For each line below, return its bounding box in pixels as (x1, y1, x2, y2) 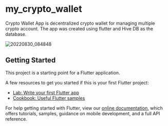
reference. (5, 116, 27, 122)
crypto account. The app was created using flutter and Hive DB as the (5, 25, 154, 31)
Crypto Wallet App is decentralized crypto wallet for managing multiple (5, 20, 155, 26)
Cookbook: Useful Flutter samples (12, 95, 85, 101)
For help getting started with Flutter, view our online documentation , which (5, 105, 163, 111)
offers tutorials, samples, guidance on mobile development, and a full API (5, 110, 160, 116)
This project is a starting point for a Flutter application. (5, 69, 120, 76)
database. (5, 31, 27, 37)
